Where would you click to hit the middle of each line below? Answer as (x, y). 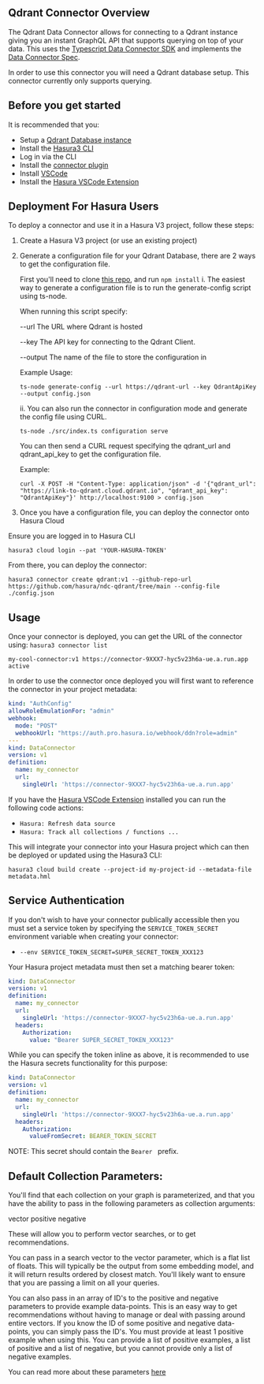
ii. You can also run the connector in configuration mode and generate (133, 408)
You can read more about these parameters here (87, 1372)
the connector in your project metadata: (73, 690)
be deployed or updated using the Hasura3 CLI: (86, 855)
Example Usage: (46, 373)
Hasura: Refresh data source (67, 824)
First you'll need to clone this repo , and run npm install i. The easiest (132, 280)
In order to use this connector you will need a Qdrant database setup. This (129, 72)
